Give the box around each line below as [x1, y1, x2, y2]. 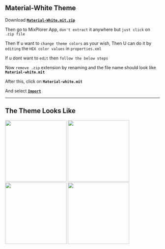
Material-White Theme [5, 4, 76, 12]
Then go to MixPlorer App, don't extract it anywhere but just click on [5, 27, 151, 32]
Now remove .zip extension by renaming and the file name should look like [5, 64, 156, 70]
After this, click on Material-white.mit [5, 78, 82, 84]
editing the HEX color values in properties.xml [5, 45, 102, 51]
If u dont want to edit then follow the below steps [5, 55, 109, 61]
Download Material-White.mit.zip [5, 17, 75, 23]
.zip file [5, 31, 26, 36]
